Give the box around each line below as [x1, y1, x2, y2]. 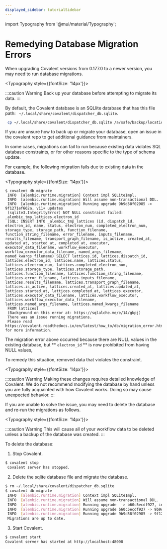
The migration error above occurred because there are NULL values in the [5, 336, 157, 342]
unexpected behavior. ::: [5, 392, 55, 398]
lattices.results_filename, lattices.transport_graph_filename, [5, 280, 141, 285]
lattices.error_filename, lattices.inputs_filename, [5, 276, 117, 281]
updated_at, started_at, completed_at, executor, [5, 241, 110, 246]
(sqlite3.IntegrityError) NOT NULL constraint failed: [7, 210, 123, 216]
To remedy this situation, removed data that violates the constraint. [5, 357, 142, 363]
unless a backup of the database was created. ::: [5, 432, 105, 438]
